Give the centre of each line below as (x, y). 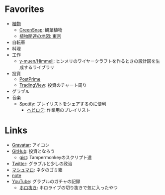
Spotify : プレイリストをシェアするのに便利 (63, 104)
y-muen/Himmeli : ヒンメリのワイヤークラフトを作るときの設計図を (87, 61)
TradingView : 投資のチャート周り (53, 85)
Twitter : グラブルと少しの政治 (42, 164)
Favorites (24, 9)
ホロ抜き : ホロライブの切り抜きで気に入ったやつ (68, 188)
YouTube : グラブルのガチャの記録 (46, 181)
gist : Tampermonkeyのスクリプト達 (55, 157)
